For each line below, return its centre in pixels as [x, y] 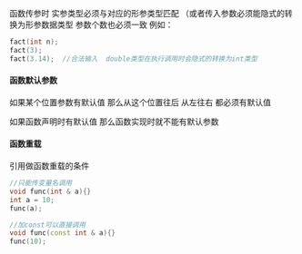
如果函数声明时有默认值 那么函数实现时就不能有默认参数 [114, 122]
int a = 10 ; [32, 200]
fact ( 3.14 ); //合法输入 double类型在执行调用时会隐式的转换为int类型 [133, 59]
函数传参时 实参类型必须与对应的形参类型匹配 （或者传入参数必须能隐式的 [147, 13]
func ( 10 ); [28, 242]
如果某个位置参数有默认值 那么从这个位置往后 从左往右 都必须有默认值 [140, 102]
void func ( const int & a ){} [63, 233]
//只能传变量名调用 [41, 183]
